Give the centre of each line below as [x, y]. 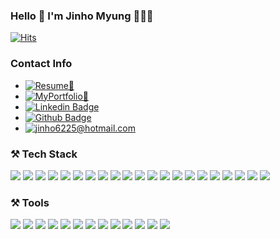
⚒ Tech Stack [44, 154]
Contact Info [41, 64]
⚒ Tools [30, 202]
